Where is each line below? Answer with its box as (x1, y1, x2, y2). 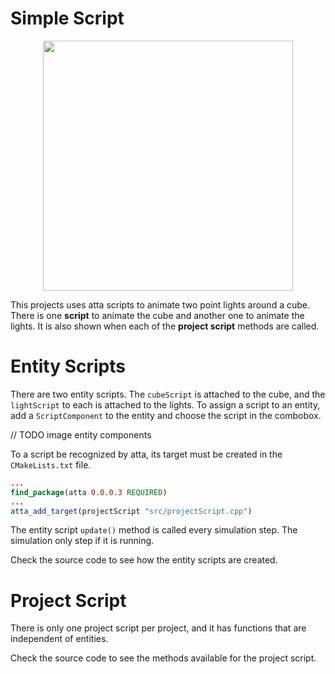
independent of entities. (10, 633, 109, 645)
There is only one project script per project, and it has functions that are (10, 622, 307, 634)
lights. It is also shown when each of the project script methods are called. (10, 320, 320, 332)
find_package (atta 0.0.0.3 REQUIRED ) (10, 487, 168, 497)
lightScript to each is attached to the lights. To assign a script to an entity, (10, 398, 321, 411)
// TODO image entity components (10, 428, 152, 441)
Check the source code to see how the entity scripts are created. (10, 554, 278, 566)
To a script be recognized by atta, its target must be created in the (10, 448, 283, 460)
